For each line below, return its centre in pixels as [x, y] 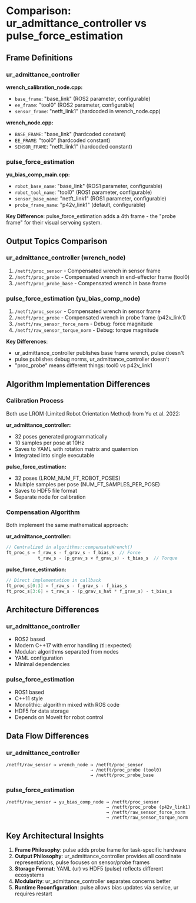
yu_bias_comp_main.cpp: [38, 174]
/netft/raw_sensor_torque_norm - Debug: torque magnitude [87, 330]
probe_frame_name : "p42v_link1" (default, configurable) [80, 205]
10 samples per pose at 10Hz [49, 443]
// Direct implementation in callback [54, 580]
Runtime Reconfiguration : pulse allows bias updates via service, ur [97, 888]
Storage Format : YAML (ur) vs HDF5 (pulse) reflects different [89, 869]
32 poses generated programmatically [61, 436]
